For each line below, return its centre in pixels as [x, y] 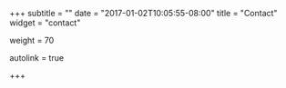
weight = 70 [32, 40]
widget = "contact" [45, 23]
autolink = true [37, 58]
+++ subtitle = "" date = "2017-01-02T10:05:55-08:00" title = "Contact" [143, 13]
